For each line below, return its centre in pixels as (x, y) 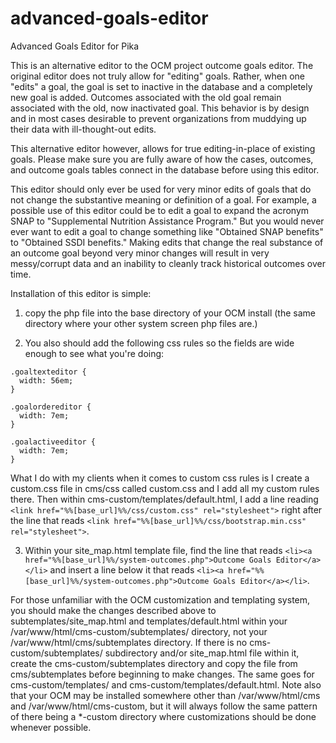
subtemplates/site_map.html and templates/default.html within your (149, 621)
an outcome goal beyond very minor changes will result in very (140, 253)
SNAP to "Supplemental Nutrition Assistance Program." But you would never (167, 221)
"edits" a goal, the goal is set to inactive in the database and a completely (161, 86)
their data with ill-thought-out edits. (83, 129)
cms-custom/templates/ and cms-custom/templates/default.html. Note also (166, 684)
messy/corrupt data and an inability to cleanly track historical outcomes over (168, 263)
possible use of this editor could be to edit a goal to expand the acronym (160, 210)
